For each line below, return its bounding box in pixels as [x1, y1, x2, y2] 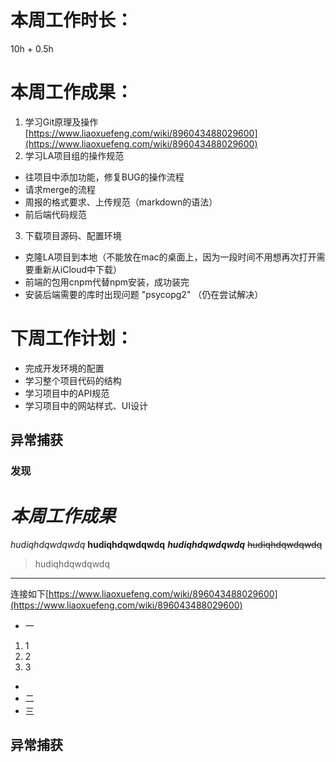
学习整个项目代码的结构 [24, 374, 122, 386]
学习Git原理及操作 [24, 116, 99, 128]
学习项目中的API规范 [24, 387, 110, 399]
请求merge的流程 [24, 183, 97, 195]
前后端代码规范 [24, 208, 87, 220]
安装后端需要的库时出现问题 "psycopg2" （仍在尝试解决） [24, 288, 264, 300]
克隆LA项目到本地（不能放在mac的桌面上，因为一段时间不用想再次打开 [24, 251, 317, 263]
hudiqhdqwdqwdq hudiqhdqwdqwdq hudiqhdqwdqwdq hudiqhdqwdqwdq [10, 539, 323, 551]
